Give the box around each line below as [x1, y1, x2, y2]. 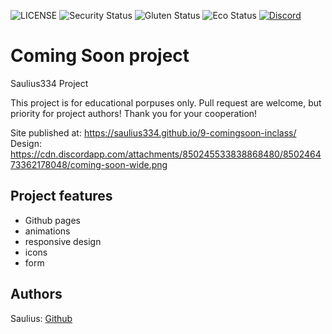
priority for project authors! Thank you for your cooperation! [10, 107, 258, 119]
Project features [10, 188, 113, 205]
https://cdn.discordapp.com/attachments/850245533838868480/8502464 [10, 148, 322, 160]
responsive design [24, 235, 102, 247]
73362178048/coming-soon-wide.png [10, 158, 168, 170]
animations [24, 225, 71, 237]
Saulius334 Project [10, 77, 89, 89]
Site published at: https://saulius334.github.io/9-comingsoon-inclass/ [10, 126, 297, 139]
